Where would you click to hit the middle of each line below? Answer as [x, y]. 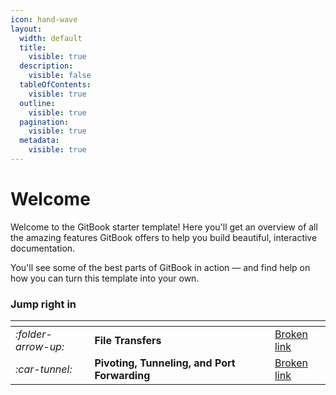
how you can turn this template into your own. [105, 278]
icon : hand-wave [44, 19]
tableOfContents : [55, 85]
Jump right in [43, 304]
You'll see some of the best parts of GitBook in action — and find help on [160, 267]
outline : [37, 103]
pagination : [44, 122]
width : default [51, 38]
